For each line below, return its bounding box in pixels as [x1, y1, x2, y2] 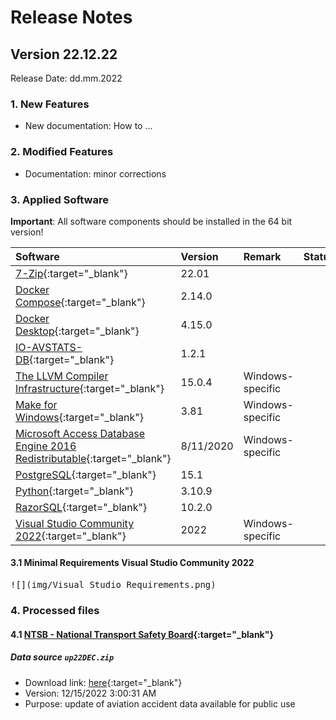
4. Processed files [10, 604, 100, 618]
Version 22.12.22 [10, 46, 118, 63]
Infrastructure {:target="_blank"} [15, 381, 165, 395]
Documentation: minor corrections [24, 167, 167, 180]
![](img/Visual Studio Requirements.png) [10, 579, 217, 591]
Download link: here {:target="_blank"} [24, 676, 183, 688]
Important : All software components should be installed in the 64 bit [10, 215, 293, 227]
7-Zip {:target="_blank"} [15, 266, 128, 280]
